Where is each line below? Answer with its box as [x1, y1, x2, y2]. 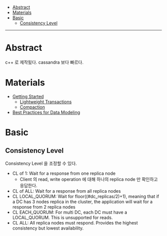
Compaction [19, 104, 45, 110]
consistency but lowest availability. [12, 225, 84, 231]
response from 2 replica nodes [12, 204, 76, 210]
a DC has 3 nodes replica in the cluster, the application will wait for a [12, 199, 153, 205]
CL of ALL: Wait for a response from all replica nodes [12, 188, 121, 194]
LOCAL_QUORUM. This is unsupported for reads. [12, 214, 113, 221]
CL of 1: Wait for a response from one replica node [12, 170, 116, 176]
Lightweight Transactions [19, 99, 72, 105]
